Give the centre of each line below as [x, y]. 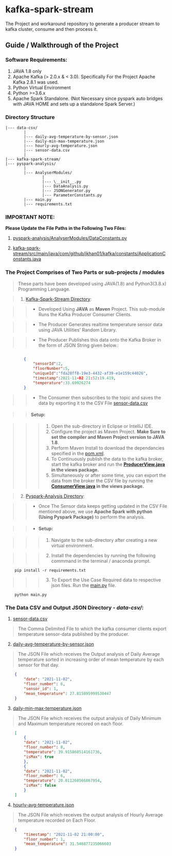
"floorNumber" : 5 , [51, 369]
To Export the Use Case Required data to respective [106, 580]
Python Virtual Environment [42, 87]
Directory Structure [30, 117]
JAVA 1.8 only [27, 71]
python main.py [31, 595]
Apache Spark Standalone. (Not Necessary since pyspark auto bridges [88, 98]
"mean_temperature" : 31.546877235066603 [68, 844]
